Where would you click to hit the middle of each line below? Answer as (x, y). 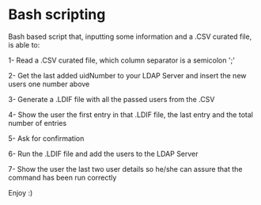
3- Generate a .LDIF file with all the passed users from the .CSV (112, 99)
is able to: (24, 44)
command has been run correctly (62, 177)
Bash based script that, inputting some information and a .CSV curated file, (130, 36)
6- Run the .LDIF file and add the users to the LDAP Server (104, 154)
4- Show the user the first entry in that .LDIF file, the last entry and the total (130, 114)
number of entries (38, 123)
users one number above (49, 84)
